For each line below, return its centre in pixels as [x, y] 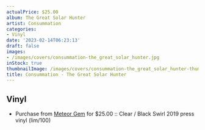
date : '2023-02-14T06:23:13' [43, 40]
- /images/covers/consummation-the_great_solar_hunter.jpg [83, 57]
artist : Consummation [34, 23]
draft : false [23, 46]
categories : [21, 29]
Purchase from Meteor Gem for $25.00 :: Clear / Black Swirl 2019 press [105, 114]
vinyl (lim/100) [33, 120]
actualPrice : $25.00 [33, 12]
